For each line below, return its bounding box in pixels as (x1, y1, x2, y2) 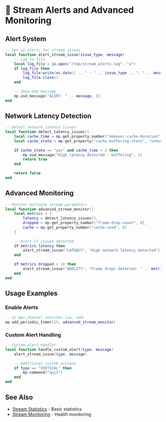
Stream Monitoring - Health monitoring (12, 411, 91, 417)
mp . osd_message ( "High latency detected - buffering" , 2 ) (23, 153, 142, 157)
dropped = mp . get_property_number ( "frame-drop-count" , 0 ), (23, 221, 147, 226)
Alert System (5, 35, 46, 43)
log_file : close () (23, 75, 58, 80)
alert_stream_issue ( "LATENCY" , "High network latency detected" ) (23, 248, 161, 253)
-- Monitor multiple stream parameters (5, 202, 87, 207)
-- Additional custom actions (14, 361, 77, 366)
